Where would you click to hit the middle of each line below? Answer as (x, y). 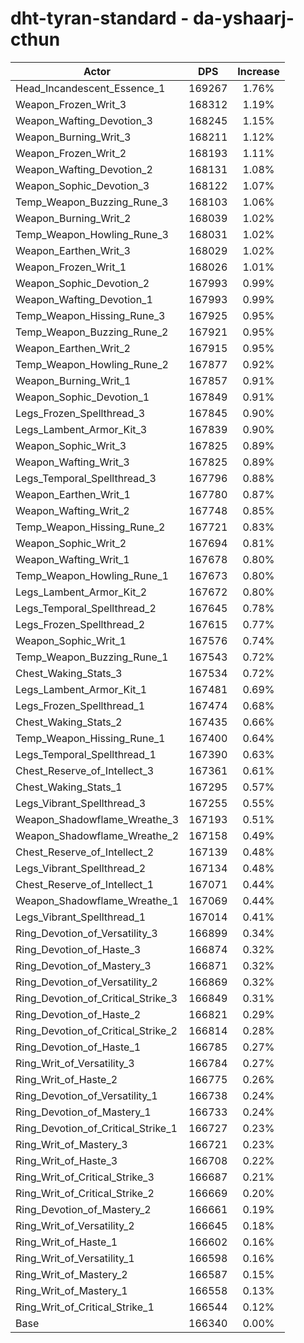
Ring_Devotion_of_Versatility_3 (86, 933)
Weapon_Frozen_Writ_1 (71, 267)
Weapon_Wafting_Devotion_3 (84, 120)
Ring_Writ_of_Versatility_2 (75, 1225)
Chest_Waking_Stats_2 (69, 722)
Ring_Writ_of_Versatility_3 (75, 1063)
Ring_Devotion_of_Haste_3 (78, 949)
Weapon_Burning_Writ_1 (73, 380)
